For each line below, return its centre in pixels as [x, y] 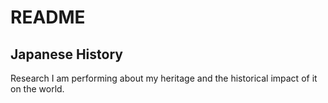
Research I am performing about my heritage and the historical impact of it [164, 78]
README [48, 17]
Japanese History [66, 54]
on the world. [37, 89]
